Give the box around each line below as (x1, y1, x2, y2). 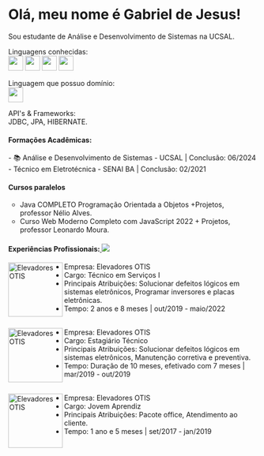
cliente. (64, 418, 89, 428)
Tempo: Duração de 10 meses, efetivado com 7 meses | (64, 361, 245, 370)
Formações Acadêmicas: (8, 135, 92, 144)
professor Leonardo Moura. (19, 225, 110, 234)
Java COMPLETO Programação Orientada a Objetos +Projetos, (19, 200, 224, 210)
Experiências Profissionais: (8, 244, 100, 253)
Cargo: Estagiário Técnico (64, 335, 149, 345)
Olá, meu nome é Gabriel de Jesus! (8, 6, 241, 24)
